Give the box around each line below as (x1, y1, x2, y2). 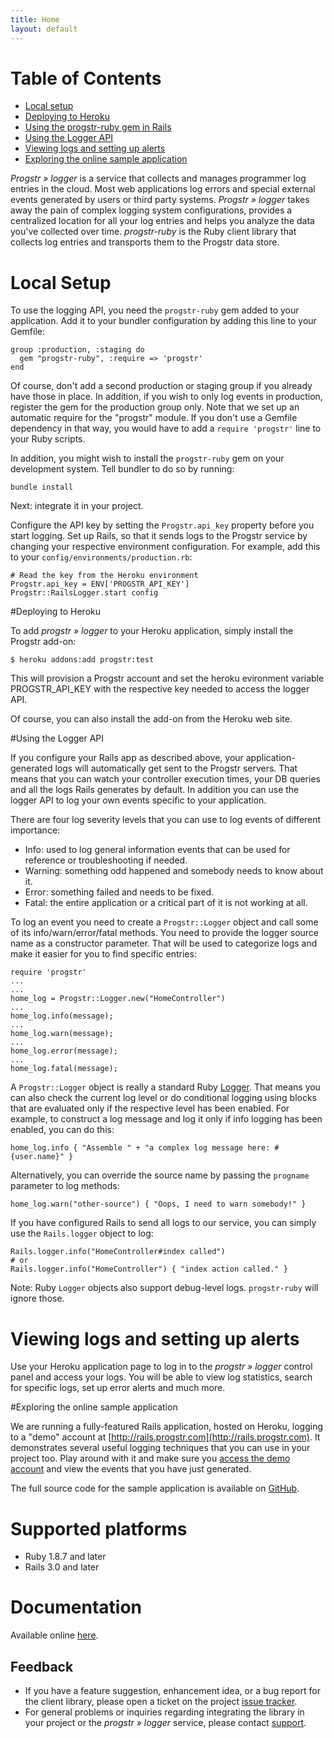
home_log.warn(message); (10, 1029, 114, 1039)
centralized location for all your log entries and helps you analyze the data (10, 215, 315, 227)
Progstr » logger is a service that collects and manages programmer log (10, 172, 307, 185)
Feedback (10, 1658, 74, 1675)
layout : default (10, 24, 78, 34)
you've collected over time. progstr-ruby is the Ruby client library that (10, 226, 297, 238)
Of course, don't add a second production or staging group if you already (10, 380, 313, 392)
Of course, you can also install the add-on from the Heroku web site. (10, 713, 293, 725)
